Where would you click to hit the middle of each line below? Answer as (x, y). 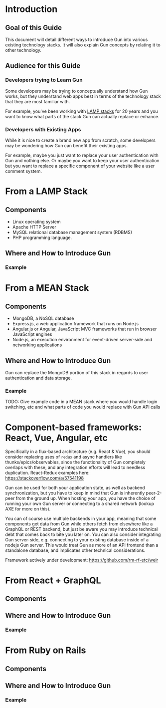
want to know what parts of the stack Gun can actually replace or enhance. (82, 116)
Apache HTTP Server (34, 227)
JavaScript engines (32, 334)
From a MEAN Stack (47, 288)
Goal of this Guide (34, 28)
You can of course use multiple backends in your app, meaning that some (81, 519)
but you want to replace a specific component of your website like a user (80, 166)
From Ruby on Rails (46, 650)
